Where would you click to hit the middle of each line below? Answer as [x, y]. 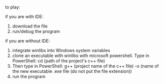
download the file [30, 26]
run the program [29, 76]
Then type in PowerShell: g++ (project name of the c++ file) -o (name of [85, 66]
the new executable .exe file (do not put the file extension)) [72, 71]
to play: [13, 7]
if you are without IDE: [28, 41]
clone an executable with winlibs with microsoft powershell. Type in [81, 56]
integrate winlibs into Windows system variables [61, 50]
